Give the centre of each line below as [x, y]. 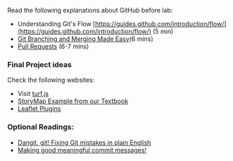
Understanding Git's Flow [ [56, 24]
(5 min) [163, 31]
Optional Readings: [41, 127]
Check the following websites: [51, 80]
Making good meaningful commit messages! [82, 150]
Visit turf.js [33, 94]
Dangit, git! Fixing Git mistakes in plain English [84, 142]
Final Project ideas [39, 64]
